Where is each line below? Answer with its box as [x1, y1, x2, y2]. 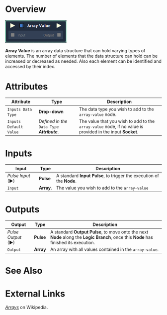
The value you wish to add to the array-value [56, 185, 149, 191]
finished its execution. [50, 239, 95, 245]
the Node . [56, 178, 77, 184]
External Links [5, 288, 66, 299]
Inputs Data [7, 107, 32, 112]
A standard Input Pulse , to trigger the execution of [56, 173, 159, 179]
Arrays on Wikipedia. [5, 305, 48, 311]
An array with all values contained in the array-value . [50, 246, 159, 252]
